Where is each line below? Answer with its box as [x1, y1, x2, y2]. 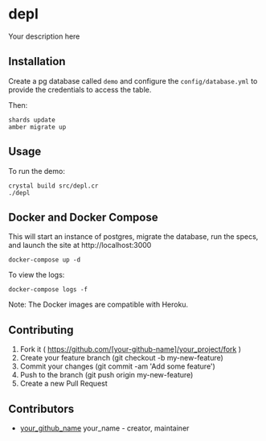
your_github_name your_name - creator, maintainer [19, 423, 190, 433]
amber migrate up [8, 122, 67, 131]
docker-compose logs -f [8, 286, 88, 294]
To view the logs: [8, 270, 65, 280]
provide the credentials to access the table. [8, 84, 152, 94]
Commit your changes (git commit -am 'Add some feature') [19, 361, 215, 371]
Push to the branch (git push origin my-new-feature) [19, 370, 194, 380]
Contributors [8, 402, 75, 415]
